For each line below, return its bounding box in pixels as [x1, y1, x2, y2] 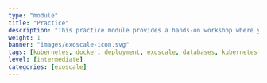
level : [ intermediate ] [8, 56, 83, 64]
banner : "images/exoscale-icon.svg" [8, 41, 130, 49]
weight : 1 [8, 33, 41, 42]
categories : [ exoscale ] [8, 63, 87, 71]
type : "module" [8, 11, 59, 20]
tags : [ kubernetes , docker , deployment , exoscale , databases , [8, 48, 219, 56]
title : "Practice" [8, 19, 69, 27]
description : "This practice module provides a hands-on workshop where [8, 26, 254, 34]
